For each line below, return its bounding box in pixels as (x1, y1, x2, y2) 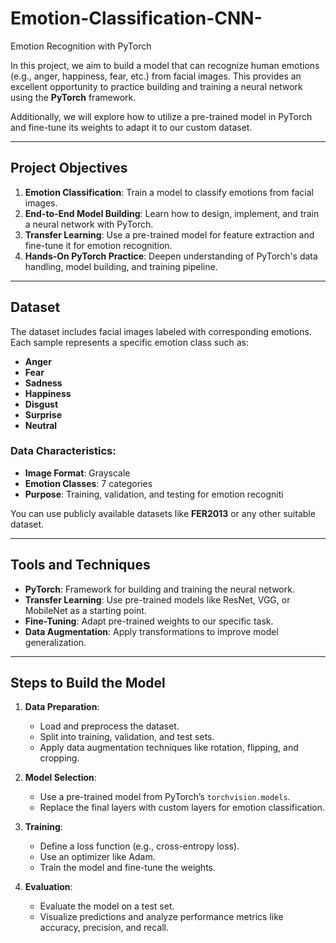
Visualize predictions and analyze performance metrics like (39, 911, 284, 923)
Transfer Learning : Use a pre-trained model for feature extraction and (24, 228, 315, 241)
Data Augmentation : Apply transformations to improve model (24, 625, 279, 637)
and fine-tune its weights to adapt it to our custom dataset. (10, 121, 253, 133)
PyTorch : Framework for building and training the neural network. (24, 583, 295, 595)
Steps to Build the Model (10, 675, 166, 692)
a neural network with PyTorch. (24, 218, 154, 230)
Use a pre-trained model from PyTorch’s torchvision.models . (39, 791, 291, 803)
